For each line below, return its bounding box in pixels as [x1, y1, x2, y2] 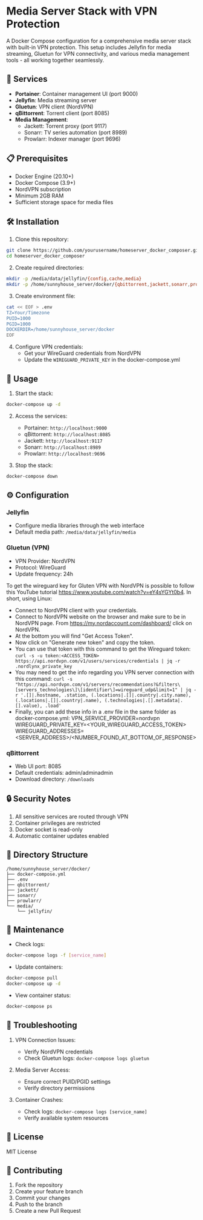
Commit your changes [14, 1195, 71, 1202]
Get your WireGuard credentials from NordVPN [24, 350, 141, 357]
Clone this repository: [14, 236, 69, 243]
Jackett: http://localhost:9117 [24, 437, 103, 444]
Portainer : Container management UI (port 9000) [14, 90, 138, 98]
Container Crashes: [14, 1096, 63, 1103]
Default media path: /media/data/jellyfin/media [14, 528, 137, 535]
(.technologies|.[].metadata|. [105, 697, 183, 703]
